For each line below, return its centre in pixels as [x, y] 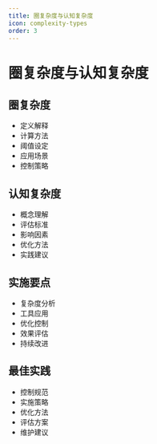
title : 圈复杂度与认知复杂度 [51, 16]
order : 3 [23, 31]
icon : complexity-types [48, 23]
